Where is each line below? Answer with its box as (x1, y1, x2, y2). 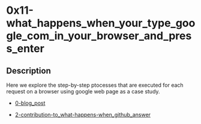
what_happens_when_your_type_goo (6, 16, 196, 30)
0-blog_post (14, 99, 46, 107)
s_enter (6, 42, 45, 56)
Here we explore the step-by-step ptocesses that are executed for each (6, 81, 184, 89)
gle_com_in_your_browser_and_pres (6, 29, 192, 43)
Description (6, 65, 51, 75)
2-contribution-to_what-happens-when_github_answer (14, 111, 151, 118)
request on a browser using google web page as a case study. (6, 88, 160, 95)
